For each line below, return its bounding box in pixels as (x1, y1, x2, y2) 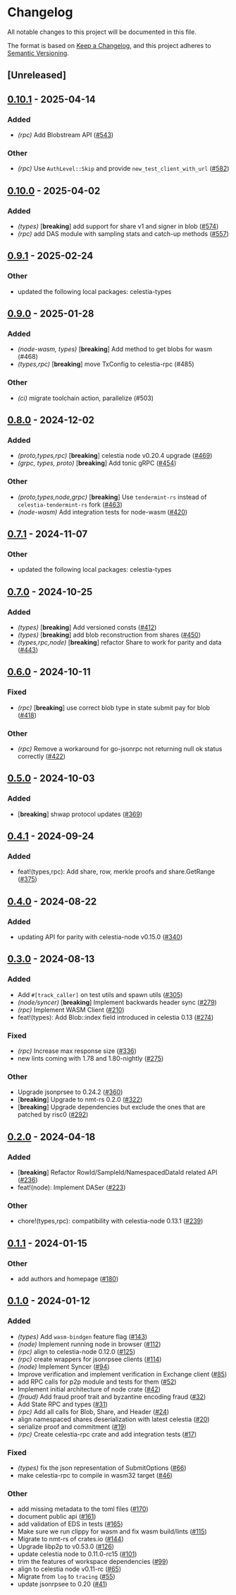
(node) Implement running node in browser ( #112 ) (17, 1340, 161, 1348)
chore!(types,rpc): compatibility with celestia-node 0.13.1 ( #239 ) (17, 1217, 204, 1225)
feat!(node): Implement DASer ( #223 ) (17, 1183, 126, 1191)
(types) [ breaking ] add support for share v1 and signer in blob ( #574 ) (17, 222, 219, 230)
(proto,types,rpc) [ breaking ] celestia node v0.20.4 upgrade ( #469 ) (17, 452, 213, 460)
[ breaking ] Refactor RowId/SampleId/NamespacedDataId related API (17, 1168, 218, 1177)
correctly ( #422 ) (17, 752, 66, 760)
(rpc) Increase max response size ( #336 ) (17, 1047, 137, 1055)
